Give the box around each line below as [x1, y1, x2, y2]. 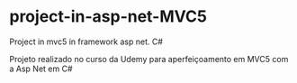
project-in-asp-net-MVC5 [9, 6, 207, 27]
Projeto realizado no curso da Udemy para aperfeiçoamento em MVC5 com [9, 53, 289, 64]
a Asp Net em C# [9, 63, 74, 74]
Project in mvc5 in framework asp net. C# [9, 36, 164, 47]
